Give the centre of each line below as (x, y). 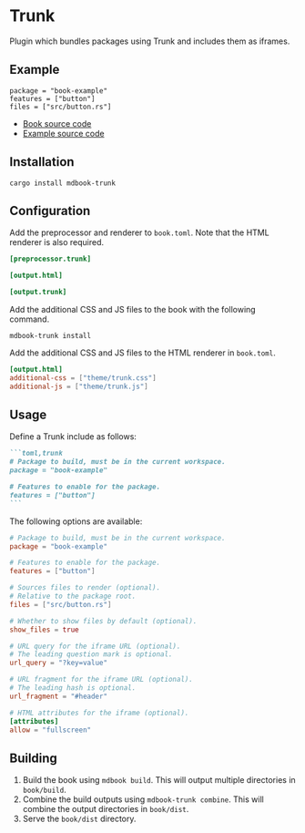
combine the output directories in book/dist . (106, 809)
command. (30, 319)
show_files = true (44, 630)
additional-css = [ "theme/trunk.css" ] (83, 378)
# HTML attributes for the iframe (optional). (99, 713)
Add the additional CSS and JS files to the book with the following (133, 309)
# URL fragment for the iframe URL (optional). (102, 680)
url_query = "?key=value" (58, 663)
